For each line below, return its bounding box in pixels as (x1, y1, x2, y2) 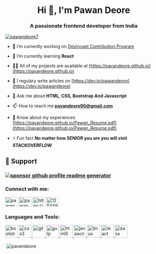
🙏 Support (5, 157, 37, 165)
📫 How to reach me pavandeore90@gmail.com (12, 103, 113, 109)
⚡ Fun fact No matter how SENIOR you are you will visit (12, 135, 128, 141)
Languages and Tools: (5, 213, 60, 220)
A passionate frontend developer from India (29, 23, 138, 30)
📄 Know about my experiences (12, 115, 76, 121)
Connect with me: (5, 185, 49, 192)
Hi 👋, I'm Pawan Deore (37, 5, 131, 16)
